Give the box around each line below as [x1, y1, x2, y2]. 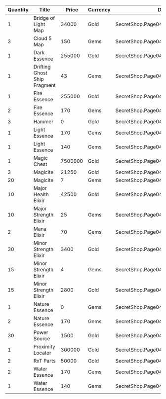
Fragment [33, 82, 56, 88]
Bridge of [33, 15, 55, 21]
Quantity [7, 6, 29, 13]
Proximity [33, 343, 55, 350]
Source [33, 335, 50, 342]
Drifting [33, 64, 51, 70]
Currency [88, 6, 111, 13]
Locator [33, 350, 52, 356]
